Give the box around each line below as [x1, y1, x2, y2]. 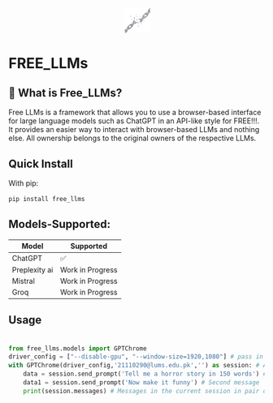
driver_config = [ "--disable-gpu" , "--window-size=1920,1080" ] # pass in [8, 353, 264, 361]
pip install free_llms [8, 195, 85, 204]
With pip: [8, 178, 39, 188]
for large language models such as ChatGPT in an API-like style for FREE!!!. [8, 116, 260, 126]
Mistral [11, 277, 35, 286]
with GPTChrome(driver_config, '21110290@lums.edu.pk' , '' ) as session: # [8, 362, 260, 370]
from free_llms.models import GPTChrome [8, 344, 148, 353]
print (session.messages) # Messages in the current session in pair [23, 387, 260, 395]
